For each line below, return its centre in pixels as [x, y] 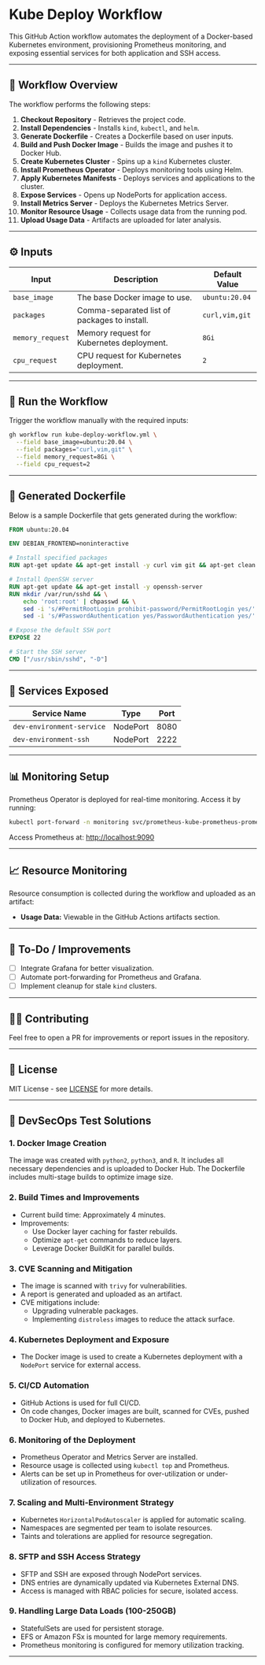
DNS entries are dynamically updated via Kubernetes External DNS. [129, 1582]
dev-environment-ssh [51, 739]
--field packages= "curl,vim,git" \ [74, 450]
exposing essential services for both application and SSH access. [115, 53]
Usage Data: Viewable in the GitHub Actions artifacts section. [120, 917]
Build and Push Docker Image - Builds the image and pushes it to [127, 144]
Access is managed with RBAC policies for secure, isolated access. [129, 1591]
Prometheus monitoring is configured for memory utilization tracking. [132, 1645]
